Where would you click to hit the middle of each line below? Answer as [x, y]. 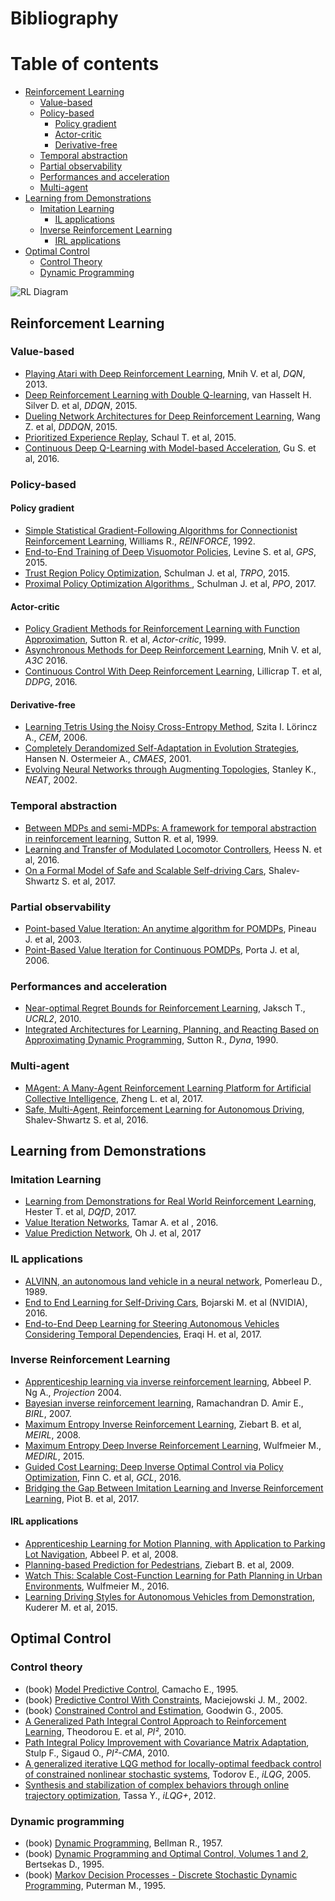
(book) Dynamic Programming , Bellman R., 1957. [123, 1843]
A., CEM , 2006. [56, 738]
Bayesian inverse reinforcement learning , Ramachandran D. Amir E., [164, 1403]
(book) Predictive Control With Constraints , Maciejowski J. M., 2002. [166, 1699]
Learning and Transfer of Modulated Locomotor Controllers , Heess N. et [173, 849]
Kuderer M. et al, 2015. [71, 1608]
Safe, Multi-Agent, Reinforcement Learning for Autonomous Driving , [164, 1109]
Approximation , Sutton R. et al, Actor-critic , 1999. [125, 639]
